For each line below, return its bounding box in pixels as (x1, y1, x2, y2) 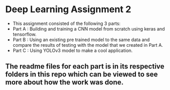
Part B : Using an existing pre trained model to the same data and (12, 37, 150, 43)
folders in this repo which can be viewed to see (5, 70, 158, 79)
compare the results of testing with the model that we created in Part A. (12, 42, 163, 48)
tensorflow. (12, 31, 37, 37)
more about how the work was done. (5, 78, 124, 87)
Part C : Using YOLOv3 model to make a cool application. (12, 47, 133, 53)
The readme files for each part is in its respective (5, 62, 165, 71)
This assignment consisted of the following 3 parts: (12, 20, 121, 26)
